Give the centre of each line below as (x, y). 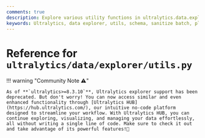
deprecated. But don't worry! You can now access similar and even (94, 97)
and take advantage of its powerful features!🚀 (68, 129)
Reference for (42, 53)
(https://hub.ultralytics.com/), (49, 108)
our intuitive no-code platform (135, 108)
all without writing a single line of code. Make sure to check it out (99, 124)
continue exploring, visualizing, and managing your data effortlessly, (101, 119)
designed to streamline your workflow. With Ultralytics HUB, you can (98, 113)
